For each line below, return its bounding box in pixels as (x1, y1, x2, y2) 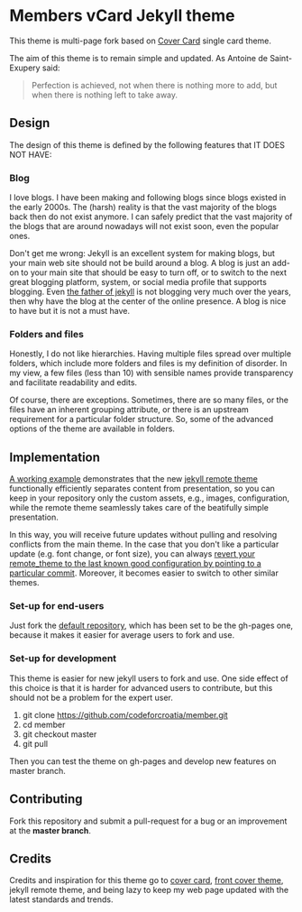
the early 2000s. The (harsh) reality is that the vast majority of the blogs (9, 202, 278, 213)
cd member (22, 719, 66, 730)
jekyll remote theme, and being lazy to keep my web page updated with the (9, 885, 289, 896)
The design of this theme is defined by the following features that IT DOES (9, 139, 286, 150)
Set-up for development (9, 652, 117, 665)
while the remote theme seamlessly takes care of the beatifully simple (9, 502, 269, 513)
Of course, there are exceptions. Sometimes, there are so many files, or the (9, 394, 288, 406)
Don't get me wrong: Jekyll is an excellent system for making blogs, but (9, 248, 275, 259)
